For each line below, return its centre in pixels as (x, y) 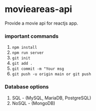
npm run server (28, 53)
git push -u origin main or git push (52, 74)
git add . (22, 64)
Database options (27, 87)
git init (21, 58)
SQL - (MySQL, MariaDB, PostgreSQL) (52, 98)
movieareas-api (38, 9)
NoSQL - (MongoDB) (34, 103)
